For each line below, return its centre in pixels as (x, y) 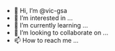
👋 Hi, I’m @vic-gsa (40, 11)
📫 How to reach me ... (46, 40)
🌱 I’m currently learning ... (51, 25)
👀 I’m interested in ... (43, 18)
